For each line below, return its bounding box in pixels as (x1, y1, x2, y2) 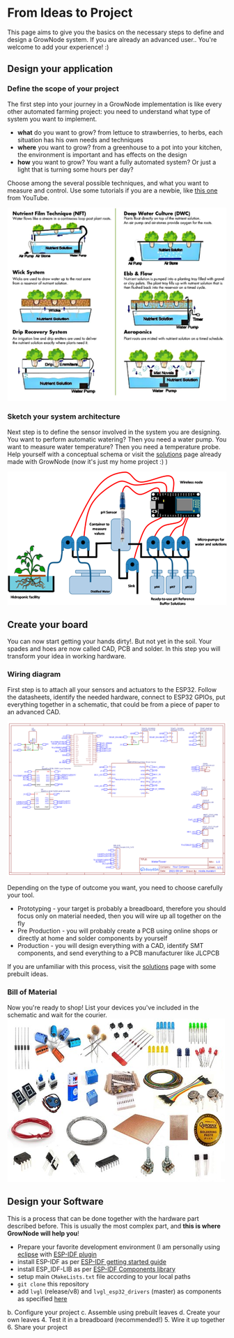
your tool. (7, 891, 35, 899)
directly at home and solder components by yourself (17, 934, 168, 942)
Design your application (7, 63, 114, 75)
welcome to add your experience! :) (7, 43, 109, 51)
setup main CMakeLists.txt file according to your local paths (17, 1272, 191, 1281)
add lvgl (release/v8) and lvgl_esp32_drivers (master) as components (17, 1287, 221, 1295)
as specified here (17, 1294, 68, 1302)
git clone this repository (17, 1279, 89, 1288)
